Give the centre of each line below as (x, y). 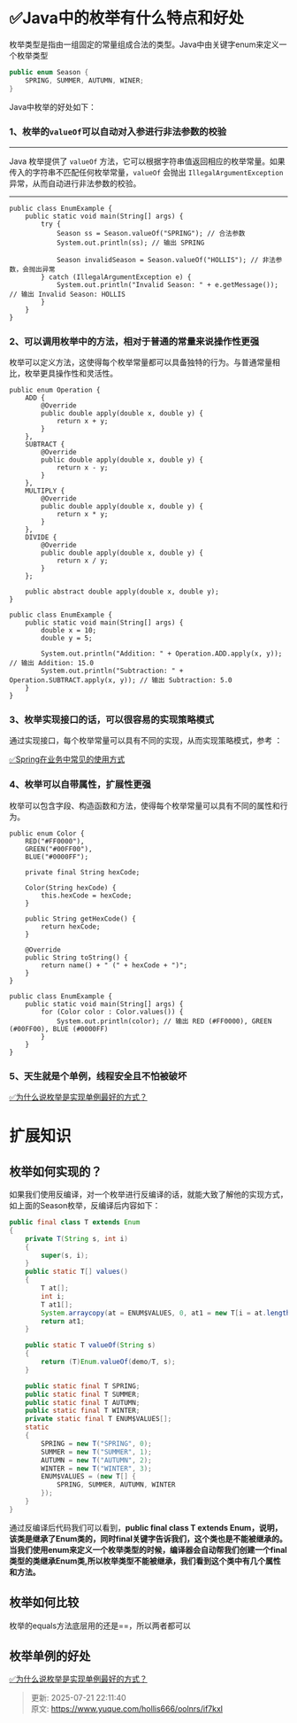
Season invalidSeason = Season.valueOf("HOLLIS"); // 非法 (166, 260)
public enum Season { (49, 72)
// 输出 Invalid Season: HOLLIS (67, 294)
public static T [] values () (76, 1272)
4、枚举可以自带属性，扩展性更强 (80, 785)
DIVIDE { (41, 538)
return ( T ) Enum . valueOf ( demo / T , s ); (108, 1362)
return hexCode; (71, 927)
